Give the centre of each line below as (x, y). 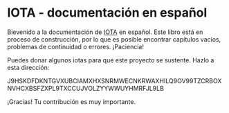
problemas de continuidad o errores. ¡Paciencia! (75, 46)
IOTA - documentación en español (107, 13)
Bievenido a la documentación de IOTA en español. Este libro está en (105, 32)
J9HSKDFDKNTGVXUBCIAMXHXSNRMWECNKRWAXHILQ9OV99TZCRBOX (114, 80)
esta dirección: (28, 67)
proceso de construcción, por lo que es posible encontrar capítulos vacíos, (114, 39)
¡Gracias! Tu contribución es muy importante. (72, 101)
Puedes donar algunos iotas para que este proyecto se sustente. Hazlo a (111, 60)
